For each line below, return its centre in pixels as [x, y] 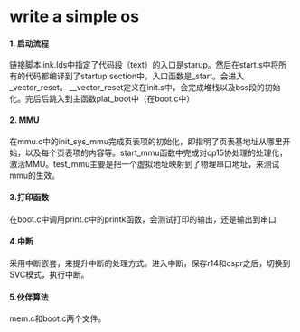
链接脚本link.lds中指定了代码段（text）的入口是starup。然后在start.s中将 [144, 65]
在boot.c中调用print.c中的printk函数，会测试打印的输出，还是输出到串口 [143, 219]
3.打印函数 [29, 198]
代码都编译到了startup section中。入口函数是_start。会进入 [135, 76]
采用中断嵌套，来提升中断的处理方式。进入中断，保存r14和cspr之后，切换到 [150, 263]
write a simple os [75, 17]
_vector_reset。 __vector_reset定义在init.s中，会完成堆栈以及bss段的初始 [145, 88]
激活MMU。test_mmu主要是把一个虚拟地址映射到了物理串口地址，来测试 [145, 163]
